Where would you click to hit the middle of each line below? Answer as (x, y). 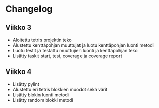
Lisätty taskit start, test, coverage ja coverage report (67, 56)
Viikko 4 (18, 72)
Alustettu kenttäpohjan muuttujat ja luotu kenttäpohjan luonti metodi (83, 45)
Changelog (29, 9)
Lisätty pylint (26, 84)
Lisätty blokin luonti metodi (41, 95)
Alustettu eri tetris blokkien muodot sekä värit (60, 89)
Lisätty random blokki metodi (43, 100)
